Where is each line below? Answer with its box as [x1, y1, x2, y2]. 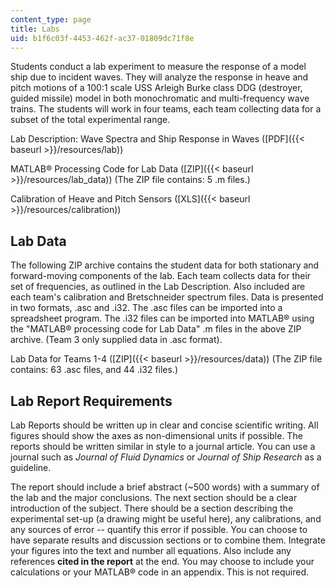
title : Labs [10, 24, 60, 34]
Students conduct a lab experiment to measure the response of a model [10, 61, 307, 73]
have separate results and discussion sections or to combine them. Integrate [10, 534, 326, 546]
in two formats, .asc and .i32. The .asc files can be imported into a [10, 302, 283, 314]
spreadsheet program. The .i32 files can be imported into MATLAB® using [10, 312, 315, 325]
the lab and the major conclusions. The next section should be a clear [10, 492, 298, 503]
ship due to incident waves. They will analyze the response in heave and [10, 71, 309, 83]
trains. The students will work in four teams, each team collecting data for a [10, 103, 322, 115]
